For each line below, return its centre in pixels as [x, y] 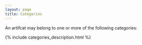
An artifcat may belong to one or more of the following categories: [71, 28]
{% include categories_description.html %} [48, 37]
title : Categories [24, 14]
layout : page [18, 9]
